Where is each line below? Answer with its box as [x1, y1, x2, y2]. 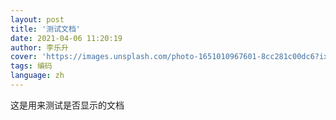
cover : [10, 52, 38, 62]
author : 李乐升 [10, 42, 69, 53]
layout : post [10, 14, 65, 25]
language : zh [10, 71, 65, 81]
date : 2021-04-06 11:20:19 [10, 33, 123, 43]
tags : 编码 [10, 61, 53, 71]
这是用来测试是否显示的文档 [10, 99, 125, 111]
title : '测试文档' [10, 24, 82, 34]
